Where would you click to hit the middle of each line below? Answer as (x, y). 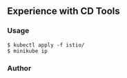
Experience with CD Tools (64, 11)
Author (19, 68)
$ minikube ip (28, 51)
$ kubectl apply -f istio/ (46, 45)
